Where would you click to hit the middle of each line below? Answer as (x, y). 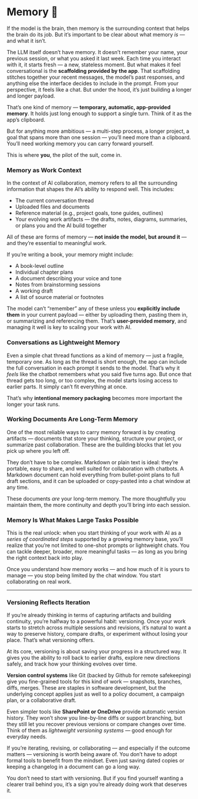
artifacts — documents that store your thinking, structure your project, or (95, 438)
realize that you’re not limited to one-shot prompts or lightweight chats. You (98, 545)
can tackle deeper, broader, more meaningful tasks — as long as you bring (97, 552)
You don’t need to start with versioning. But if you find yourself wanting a (95, 778)
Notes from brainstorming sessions (58, 285)
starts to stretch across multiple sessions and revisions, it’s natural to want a (99, 627)
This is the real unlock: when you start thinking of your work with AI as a (94, 533)
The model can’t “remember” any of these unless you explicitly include (93, 308)
